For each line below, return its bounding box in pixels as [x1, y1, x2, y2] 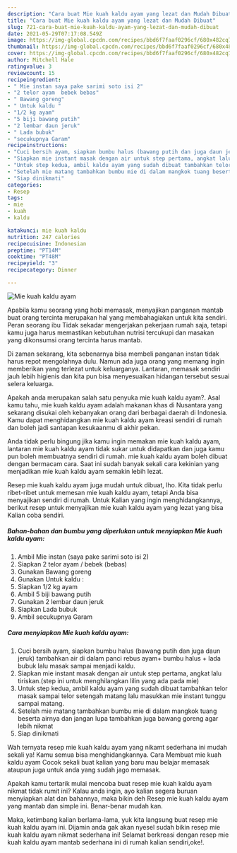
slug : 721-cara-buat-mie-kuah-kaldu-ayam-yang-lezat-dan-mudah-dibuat [7, 23, 219, 30]
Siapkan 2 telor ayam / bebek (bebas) [17, 559, 127, 568]
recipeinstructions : [7, 142, 68, 149]
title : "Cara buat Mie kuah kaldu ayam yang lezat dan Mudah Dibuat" [7, 17, 217, 24]
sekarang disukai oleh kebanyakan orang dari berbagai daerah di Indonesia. [7, 408, 228, 417]
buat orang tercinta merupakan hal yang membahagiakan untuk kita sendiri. [7, 313, 227, 322]
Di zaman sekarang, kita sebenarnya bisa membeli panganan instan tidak [7, 349, 220, 358]
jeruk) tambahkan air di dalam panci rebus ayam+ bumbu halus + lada [17, 654, 221, 662]
